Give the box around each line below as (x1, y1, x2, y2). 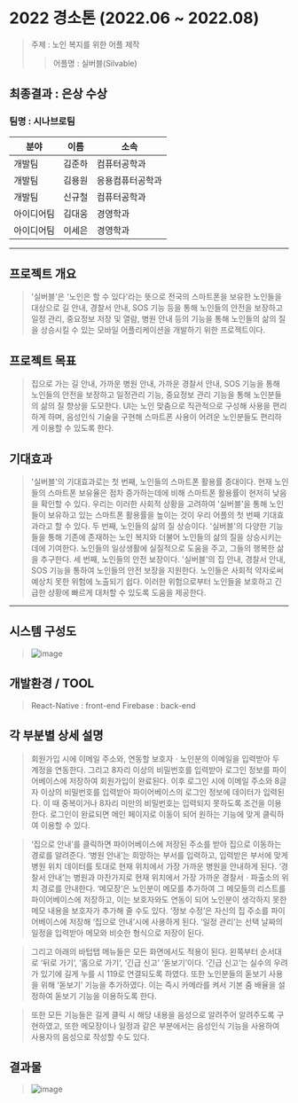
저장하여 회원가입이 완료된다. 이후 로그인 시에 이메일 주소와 (69, 775, 273, 786)
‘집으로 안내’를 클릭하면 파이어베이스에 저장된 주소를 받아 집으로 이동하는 (30, 839, 282, 849)
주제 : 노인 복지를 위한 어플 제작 (30, 39, 140, 50)
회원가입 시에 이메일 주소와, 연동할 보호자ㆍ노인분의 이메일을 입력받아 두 (30, 753, 280, 763)
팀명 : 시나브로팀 (9, 115, 75, 128)
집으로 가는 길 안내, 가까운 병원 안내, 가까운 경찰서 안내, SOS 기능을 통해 (30, 379, 281, 389)
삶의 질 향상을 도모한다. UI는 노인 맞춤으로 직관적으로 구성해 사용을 (40, 401, 271, 411)
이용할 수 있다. (40, 819, 90, 830)
